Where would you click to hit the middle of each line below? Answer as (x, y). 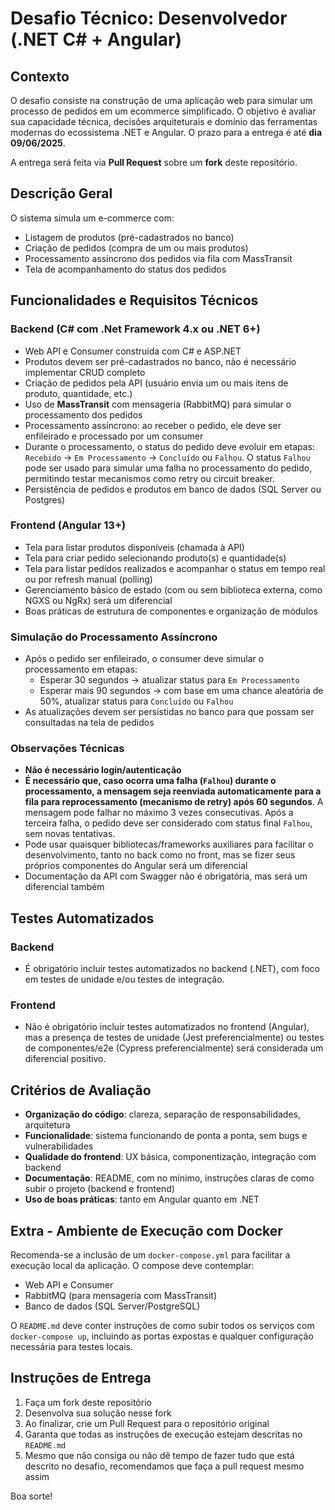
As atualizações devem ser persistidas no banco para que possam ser (169, 712)
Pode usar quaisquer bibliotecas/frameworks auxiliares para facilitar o (169, 844)
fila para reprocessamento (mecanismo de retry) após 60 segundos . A (174, 802)
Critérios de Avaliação (81, 1090)
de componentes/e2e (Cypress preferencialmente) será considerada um (174, 1048)
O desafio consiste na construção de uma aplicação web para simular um (161, 100)
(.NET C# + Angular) (96, 39)
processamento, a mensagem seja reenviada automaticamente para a (173, 791)
